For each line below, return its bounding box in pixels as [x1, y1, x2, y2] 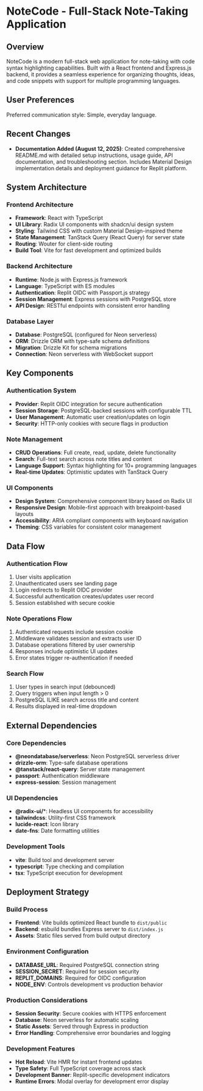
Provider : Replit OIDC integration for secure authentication [15, 400, 163, 407]
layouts [15, 510, 34, 518]
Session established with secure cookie [15, 599, 115, 606]
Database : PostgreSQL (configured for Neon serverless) [15, 331, 157, 338]
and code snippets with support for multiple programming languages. [6, 78, 181, 84]
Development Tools [6, 843, 65, 851]
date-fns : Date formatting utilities [15, 827, 99, 835]
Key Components [6, 368, 74, 379]
